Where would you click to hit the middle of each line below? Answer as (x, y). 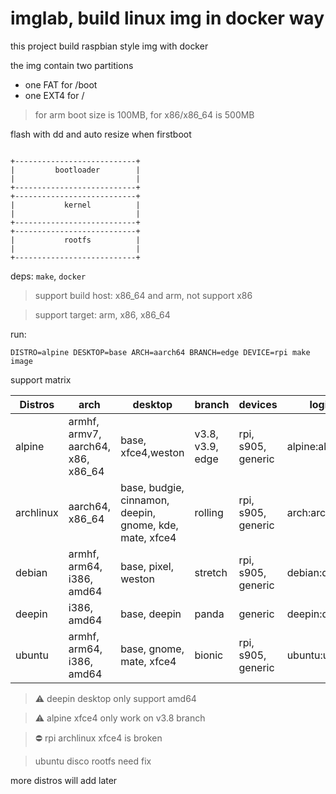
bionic (209, 655)
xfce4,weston (152, 452)
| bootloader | (75, 170)
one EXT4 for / (54, 95)
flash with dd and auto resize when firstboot (101, 134)
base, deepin (151, 614)
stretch (211, 572)
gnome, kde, (149, 525)
